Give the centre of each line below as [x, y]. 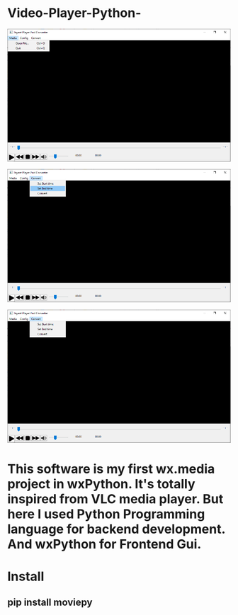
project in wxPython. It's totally [102, 484]
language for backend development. [116, 529]
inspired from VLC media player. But [115, 499]
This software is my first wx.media [111, 469]
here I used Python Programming [106, 514]
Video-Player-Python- [74, 13]
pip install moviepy [50, 603]
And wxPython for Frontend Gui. [104, 544]
